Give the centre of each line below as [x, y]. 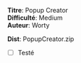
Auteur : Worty [28, 25]
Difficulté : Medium [35, 18]
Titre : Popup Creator [38, 10]
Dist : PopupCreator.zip [41, 39]
